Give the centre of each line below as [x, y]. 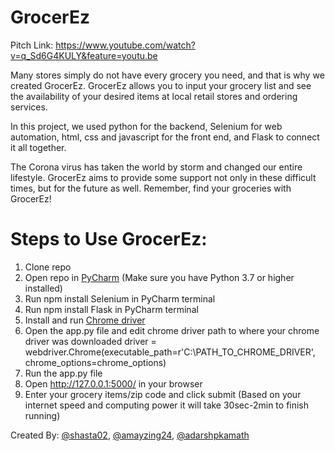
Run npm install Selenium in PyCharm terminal [120, 298]
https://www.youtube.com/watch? [125, 45]
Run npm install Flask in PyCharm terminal [111, 309]
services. [29, 107]
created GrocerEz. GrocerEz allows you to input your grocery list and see [161, 85]
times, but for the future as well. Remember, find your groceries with [151, 188]
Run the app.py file [63, 373]
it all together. [38, 147]
